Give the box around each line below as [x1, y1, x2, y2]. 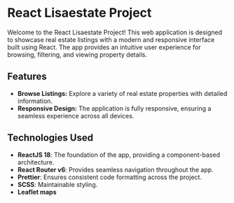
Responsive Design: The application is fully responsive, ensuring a [17, 104, 212, 113]
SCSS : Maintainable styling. [17, 180, 98, 188]
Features [7, 71, 47, 83]
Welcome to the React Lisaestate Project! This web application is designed [7, 28, 223, 36]
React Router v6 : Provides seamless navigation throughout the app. [17, 165, 214, 174]
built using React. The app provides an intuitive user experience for [7, 43, 201, 51]
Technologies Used [7, 132, 93, 144]
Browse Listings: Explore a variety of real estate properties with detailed [17, 89, 228, 97]
